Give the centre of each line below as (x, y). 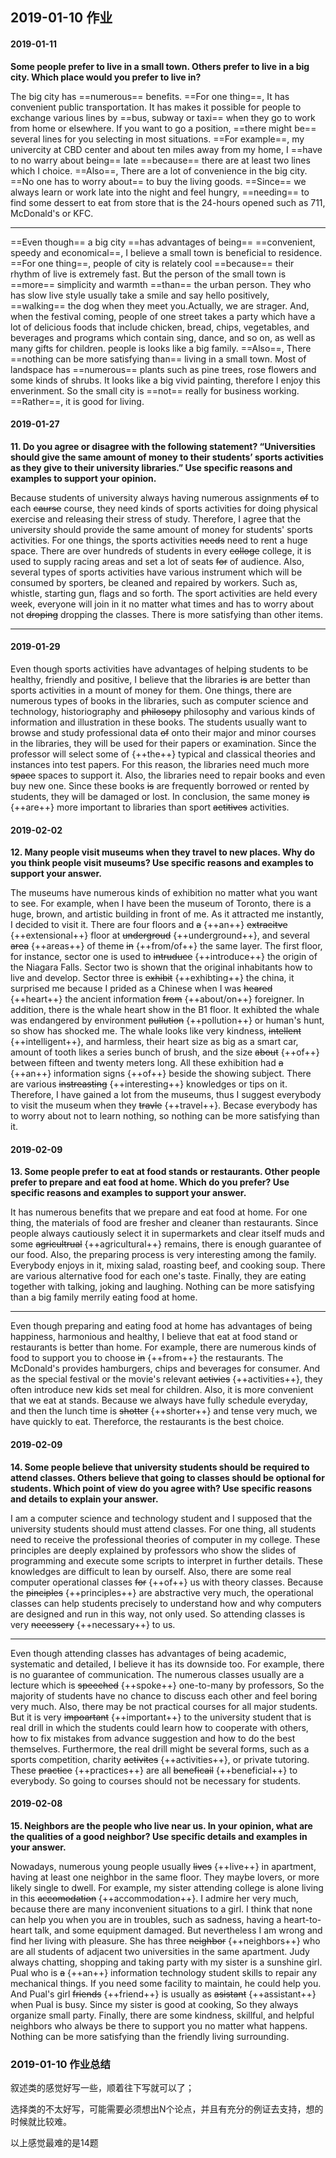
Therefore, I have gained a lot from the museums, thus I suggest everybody (166, 1095)
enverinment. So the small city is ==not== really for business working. (155, 390)
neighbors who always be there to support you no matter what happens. (159, 2025)
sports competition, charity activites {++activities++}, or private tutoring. (160, 1759)
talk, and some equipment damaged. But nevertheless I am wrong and (178, 1930)
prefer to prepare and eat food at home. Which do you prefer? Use (150, 1182)
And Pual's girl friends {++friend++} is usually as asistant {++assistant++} (163, 1994)
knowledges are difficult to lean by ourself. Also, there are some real (151, 1571)
